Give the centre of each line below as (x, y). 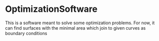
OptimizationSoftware (51, 9)
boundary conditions (26, 33)
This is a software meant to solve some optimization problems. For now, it (80, 23)
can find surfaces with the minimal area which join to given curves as (75, 28)
